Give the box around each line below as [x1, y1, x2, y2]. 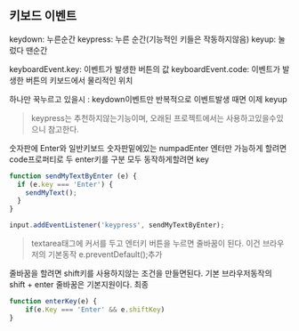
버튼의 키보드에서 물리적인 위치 [25, 75, 133, 85]
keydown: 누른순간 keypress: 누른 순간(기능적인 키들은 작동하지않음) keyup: [9, 34, 277, 44]
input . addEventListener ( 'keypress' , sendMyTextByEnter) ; [9, 221, 225, 230]
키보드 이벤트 [9, 8, 77, 24]
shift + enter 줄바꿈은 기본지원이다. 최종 [9, 279, 149, 290]
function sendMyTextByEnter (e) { [9, 172, 138, 181]
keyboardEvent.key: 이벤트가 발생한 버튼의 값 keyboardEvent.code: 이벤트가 [9, 63, 280, 74]
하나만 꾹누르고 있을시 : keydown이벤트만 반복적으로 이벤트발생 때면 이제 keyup [9, 93, 287, 104]
